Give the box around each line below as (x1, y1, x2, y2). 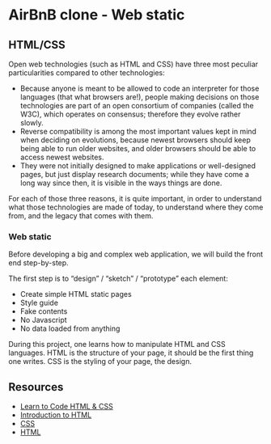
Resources (8, 380, 64, 394)
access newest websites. (19, 152, 104, 162)
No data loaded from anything (19, 323, 121, 333)
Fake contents (19, 307, 68, 316)
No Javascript (19, 315, 67, 325)
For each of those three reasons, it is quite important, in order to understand (8, 194, 262, 203)
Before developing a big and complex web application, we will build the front (8, 249, 264, 260)
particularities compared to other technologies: (8, 68, 166, 78)
